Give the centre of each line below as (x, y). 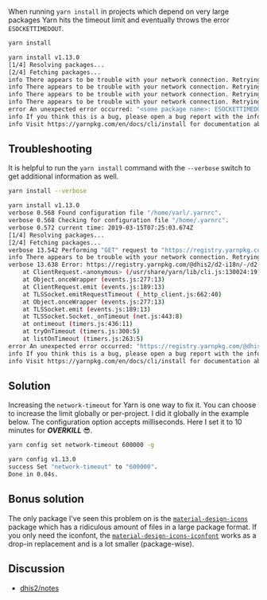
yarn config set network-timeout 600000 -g (81, 445)
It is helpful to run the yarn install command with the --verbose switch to (130, 168)
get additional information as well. (64, 176)
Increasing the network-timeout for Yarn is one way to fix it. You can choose (132, 405)
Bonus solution (46, 499)
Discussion (37, 569)
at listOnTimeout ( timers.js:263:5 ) (83, 339)
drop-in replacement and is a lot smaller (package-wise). (101, 543)
